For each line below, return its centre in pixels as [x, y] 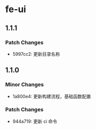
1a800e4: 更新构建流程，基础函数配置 [52, 96]
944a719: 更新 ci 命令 [35, 121]
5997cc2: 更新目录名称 [36, 54]
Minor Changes [25, 84]
